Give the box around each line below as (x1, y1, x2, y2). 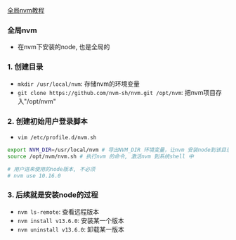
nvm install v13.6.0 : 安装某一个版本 (17, 216, 124, 225)
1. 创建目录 (7, 62, 44, 72)
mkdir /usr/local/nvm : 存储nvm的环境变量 (17, 80, 140, 88)
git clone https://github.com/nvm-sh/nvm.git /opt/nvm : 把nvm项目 (17, 88, 216, 96)
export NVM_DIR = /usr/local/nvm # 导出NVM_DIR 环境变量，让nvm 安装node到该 (7, 146, 221, 153)
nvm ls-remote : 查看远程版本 (17, 207, 100, 216)
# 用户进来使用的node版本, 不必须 (7, 165, 96, 172)
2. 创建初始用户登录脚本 (7, 116, 88, 126)
